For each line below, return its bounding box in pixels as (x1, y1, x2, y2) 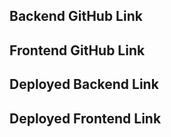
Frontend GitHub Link (9, 42, 146, 59)
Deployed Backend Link (9, 76, 159, 93)
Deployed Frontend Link (9, 110, 162, 127)
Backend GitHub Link (9, 8, 143, 25)
